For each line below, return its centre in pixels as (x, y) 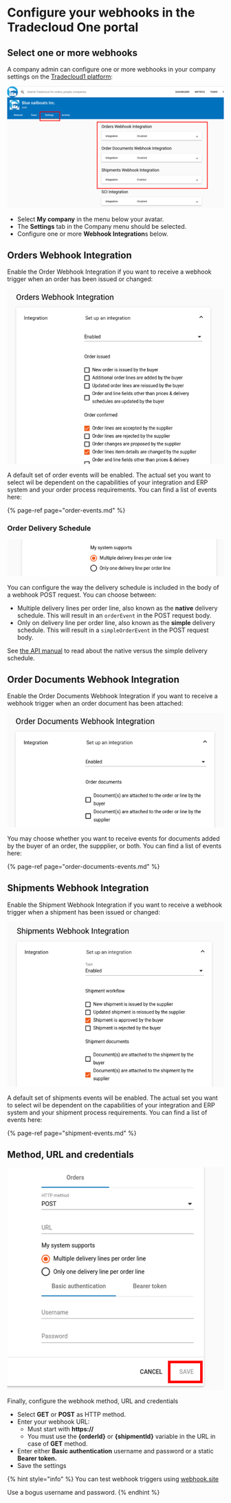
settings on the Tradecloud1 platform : (60, 76)
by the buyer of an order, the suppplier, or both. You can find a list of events (114, 846)
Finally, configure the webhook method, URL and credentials (93, 1401)
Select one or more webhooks (72, 53)
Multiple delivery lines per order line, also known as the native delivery (117, 608)
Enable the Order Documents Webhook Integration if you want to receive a (112, 696)
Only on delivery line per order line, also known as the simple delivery (116, 622)
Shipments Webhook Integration (78, 888)
